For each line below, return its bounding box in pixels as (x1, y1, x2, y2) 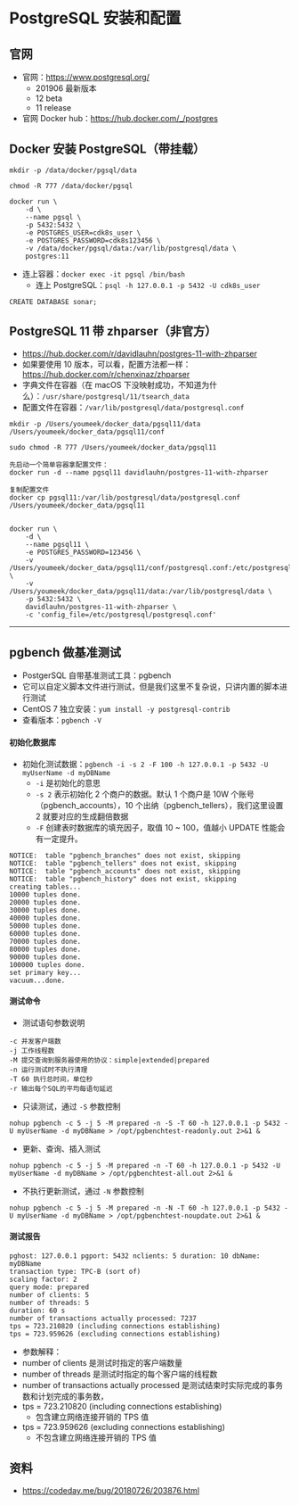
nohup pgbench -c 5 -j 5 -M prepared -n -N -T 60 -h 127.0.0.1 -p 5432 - (9, 1203, 289, 1212)
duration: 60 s (9, 1306, 66, 1316)
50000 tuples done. (9, 921, 82, 930)
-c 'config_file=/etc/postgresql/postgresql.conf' (25, 610, 217, 619)
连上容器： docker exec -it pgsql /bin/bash (21, 269, 185, 279)
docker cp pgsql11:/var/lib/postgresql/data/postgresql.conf (9, 492, 241, 502)
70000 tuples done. (9, 937, 82, 946)
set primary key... (9, 968, 82, 977)
